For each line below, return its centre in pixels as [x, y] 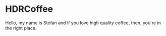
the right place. [21, 28]
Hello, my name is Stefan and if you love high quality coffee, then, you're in [83, 23]
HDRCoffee [29, 9]
